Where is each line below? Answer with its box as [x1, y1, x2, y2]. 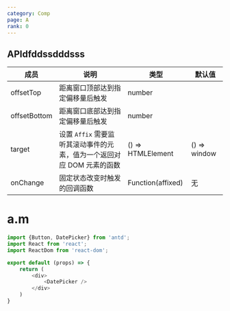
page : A [7, 16, 29, 23]
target [10, 145, 30, 154]
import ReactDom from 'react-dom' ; [7, 246, 109, 254]
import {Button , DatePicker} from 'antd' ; [7, 234, 130, 241]
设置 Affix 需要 [59, 130, 108, 139]
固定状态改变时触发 [59, 173, 121, 183]
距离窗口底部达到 [59, 106, 114, 116]
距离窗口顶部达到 [59, 83, 114, 93]
